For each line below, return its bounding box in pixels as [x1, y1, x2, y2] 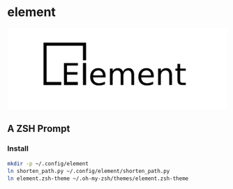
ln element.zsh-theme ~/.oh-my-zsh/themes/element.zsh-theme [7, 175, 189, 182]
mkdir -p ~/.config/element [7, 160, 89, 167]
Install [7, 144, 29, 153]
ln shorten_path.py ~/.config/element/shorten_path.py [7, 168, 170, 175]
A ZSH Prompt [7, 123, 70, 135]
